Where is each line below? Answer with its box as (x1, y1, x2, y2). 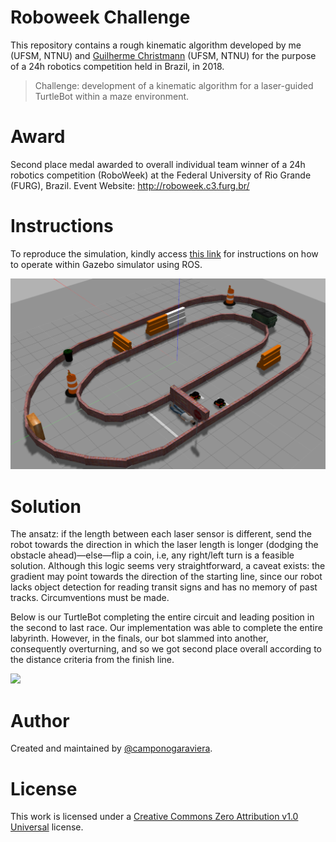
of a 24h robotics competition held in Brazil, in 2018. (10, 60, 225, 72)
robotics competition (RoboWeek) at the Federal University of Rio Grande (10, 169, 312, 181)
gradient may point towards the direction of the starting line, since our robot (10, 571, 323, 583)
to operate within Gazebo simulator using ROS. (10, 258, 203, 270)
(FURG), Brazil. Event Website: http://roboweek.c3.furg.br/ (10, 179, 250, 191)
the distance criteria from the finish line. (10, 654, 175, 666)
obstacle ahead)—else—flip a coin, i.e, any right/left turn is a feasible (10, 549, 295, 561)
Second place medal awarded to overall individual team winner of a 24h (10, 158, 306, 170)
